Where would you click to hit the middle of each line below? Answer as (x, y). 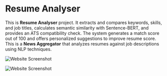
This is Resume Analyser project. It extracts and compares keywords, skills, (84, 22)
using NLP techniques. (28, 49)
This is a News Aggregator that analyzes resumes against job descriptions (82, 43)
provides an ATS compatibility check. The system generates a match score (82, 33)
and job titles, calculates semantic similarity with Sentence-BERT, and (77, 27)
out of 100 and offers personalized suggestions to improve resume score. (81, 38)
